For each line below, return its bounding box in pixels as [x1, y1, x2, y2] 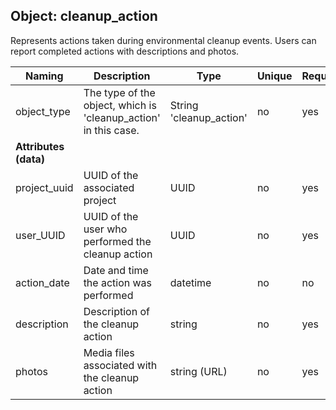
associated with [83, 358, 158, 372]
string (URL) [169, 364, 228, 378]
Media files [83, 345, 135, 359]
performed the [83, 234, 152, 248]
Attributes [15, 139, 65, 153]
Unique [256, 69, 293, 83]
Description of [83, 304, 150, 318]
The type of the [83, 85, 156, 99]
